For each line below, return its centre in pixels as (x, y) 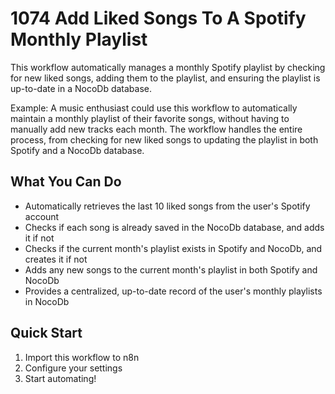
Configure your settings (73, 368)
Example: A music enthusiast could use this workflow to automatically (154, 108)
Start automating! (60, 378)
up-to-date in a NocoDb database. (81, 88)
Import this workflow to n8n (82, 357)
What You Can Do (66, 182)
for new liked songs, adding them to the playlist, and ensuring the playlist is (165, 78)
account (42, 216)
